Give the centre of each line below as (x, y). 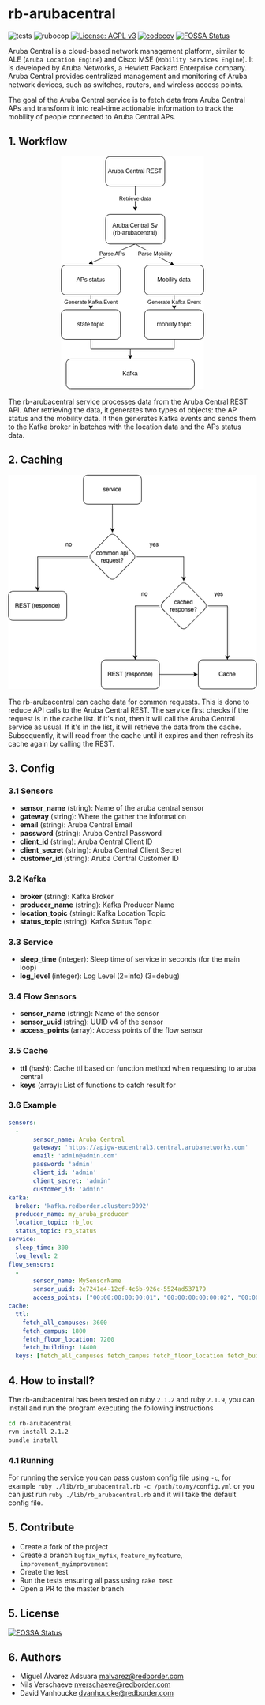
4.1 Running (31, 1460)
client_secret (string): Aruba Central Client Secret (101, 850)
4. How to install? (51, 1381)
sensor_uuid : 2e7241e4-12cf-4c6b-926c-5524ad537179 (119, 1289)
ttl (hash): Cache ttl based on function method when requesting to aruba (138, 1068)
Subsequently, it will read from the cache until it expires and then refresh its (131, 735)
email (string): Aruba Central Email (76, 825)
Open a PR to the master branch (72, 1588)
